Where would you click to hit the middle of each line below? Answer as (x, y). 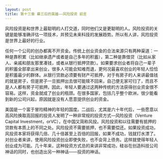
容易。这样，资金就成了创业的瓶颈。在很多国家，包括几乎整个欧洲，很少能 (79, 93)
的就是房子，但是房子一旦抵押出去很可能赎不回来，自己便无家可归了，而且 (79, 81)
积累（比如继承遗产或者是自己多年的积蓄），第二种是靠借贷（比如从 (85, 57)
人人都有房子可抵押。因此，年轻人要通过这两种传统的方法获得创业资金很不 (83, 87)
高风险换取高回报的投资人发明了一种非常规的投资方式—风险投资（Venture (79, 115)
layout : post (18, 9)
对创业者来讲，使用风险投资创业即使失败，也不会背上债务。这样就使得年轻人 (81, 139)
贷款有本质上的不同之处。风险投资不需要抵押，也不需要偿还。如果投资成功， (81, 127)
